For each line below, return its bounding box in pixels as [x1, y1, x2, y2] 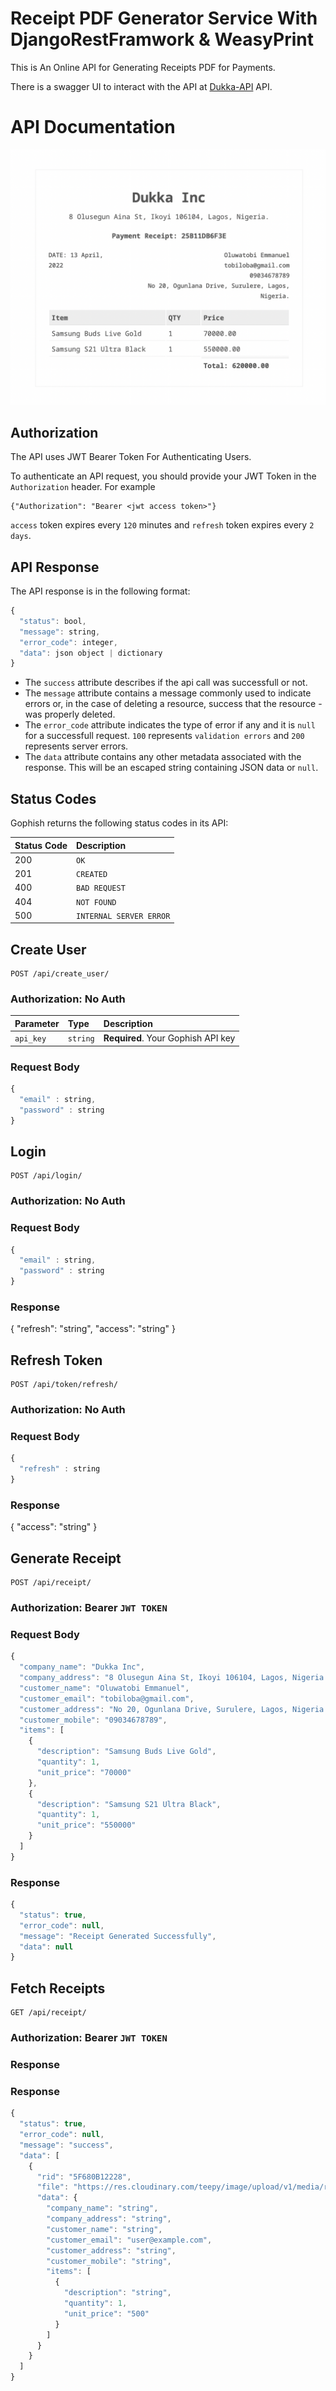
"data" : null [19, 1942, 74, 1952]
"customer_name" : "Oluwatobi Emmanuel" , [19, 1683, 190, 1693]
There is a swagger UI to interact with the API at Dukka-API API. [10, 80, 273, 92]
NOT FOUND [76, 897, 117, 907]
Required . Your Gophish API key [103, 1032, 236, 1044]
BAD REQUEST [76, 883, 126, 894]
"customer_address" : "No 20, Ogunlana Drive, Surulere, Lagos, [19, 1704, 288, 1714]
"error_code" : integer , [19, 637, 118, 647]
